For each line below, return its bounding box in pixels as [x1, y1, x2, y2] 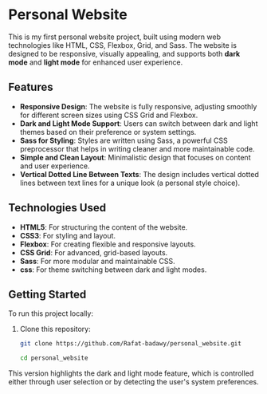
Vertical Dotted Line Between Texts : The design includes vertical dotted [19, 169, 259, 179]
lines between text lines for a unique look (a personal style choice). [19, 178, 241, 187]
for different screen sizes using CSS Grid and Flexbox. [19, 110, 198, 120]
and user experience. [19, 161, 90, 171]
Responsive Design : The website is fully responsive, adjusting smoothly [19, 101, 257, 111]
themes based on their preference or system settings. [19, 127, 197, 136]
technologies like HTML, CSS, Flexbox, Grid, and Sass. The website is [8, 40, 238, 49]
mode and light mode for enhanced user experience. [8, 57, 183, 67]
